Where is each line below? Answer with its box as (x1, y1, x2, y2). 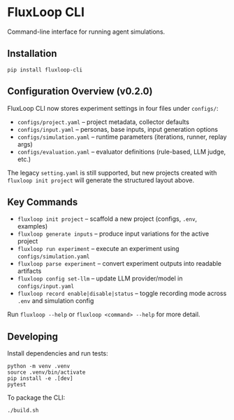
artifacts (17, 267, 42, 276)
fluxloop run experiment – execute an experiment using (17, 245, 180, 253)
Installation (7, 48, 57, 60)
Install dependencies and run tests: (7, 349, 108, 358)
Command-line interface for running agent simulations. (7, 27, 166, 36)
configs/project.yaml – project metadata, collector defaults (17, 117, 190, 126)
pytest (7, 381, 27, 388)
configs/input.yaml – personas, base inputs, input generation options (17, 125, 219, 133)
